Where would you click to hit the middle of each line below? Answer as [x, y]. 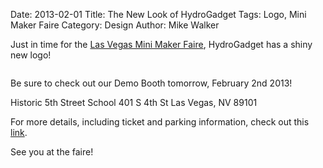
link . [19, 132]
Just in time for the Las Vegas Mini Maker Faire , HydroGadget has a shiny [161, 44]
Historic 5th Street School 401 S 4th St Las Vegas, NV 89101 [134, 102]
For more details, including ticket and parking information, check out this [160, 122]
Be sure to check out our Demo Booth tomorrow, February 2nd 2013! [151, 83]
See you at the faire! [52, 152]
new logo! [31, 55]
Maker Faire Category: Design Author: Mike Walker [115, 25]
